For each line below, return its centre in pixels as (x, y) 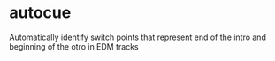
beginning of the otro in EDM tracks (74, 46)
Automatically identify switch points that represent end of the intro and (138, 37)
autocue (40, 13)
